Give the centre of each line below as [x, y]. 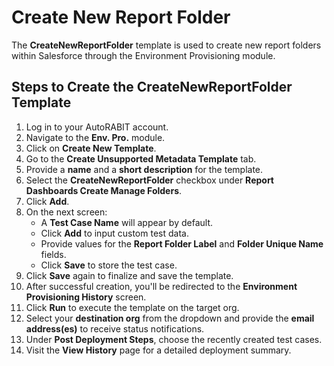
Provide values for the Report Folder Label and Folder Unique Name [182, 243]
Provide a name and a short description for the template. [144, 169]
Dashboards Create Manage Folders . [104, 190]
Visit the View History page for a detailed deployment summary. [158, 350]
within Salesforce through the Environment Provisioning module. [143, 55]
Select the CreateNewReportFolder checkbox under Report [149, 180]
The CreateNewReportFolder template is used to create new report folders [166, 45]
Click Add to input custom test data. [114, 233]
